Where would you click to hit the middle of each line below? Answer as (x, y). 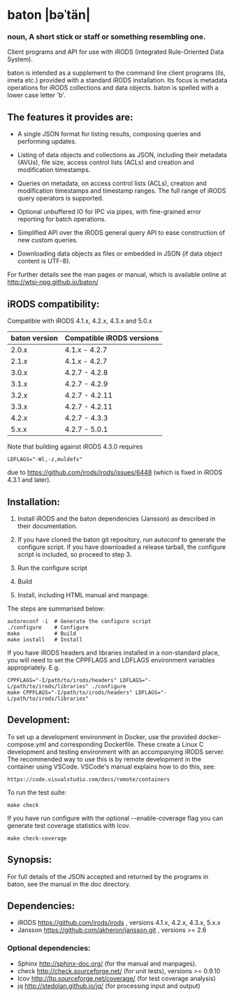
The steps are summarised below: (56, 609)
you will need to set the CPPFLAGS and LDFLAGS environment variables (111, 660)
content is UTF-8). (44, 261)
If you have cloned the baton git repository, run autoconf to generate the (121, 539)
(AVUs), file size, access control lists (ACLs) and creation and (105, 162)
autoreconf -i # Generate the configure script (79, 621)
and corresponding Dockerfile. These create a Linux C (126, 744)
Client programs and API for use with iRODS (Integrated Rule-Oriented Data (116, 52)
